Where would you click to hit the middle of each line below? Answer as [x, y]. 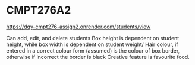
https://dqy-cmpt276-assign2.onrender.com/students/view [78, 27]
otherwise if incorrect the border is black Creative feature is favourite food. [98, 57]
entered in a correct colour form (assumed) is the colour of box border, [93, 50]
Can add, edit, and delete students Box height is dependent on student [93, 38]
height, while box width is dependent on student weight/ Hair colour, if [92, 44]
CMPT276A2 [39, 10]
